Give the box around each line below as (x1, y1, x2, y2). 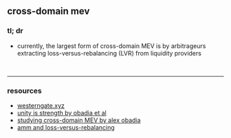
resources (7, 86, 43, 95)
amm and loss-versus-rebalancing (16, 123, 115, 131)
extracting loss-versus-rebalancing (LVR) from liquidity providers (16, 49, 201, 57)
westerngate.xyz (16, 101, 65, 109)
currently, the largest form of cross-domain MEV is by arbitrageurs (16, 41, 206, 50)
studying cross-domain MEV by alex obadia (16, 116, 141, 124)
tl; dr (7, 26, 23, 36)
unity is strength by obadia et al (16, 108, 107, 117)
